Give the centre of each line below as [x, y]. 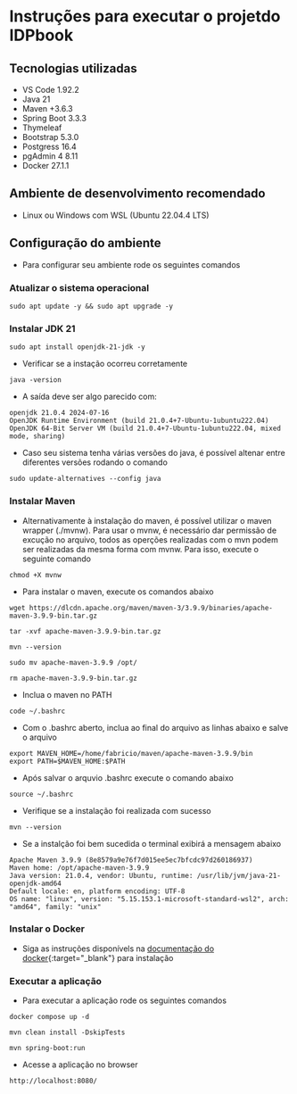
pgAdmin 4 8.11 [50, 156]
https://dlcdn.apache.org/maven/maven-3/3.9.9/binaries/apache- [151, 608]
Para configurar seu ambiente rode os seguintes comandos [131, 264]
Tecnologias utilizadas [73, 68]
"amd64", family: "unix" [55, 907]
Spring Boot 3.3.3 [54, 118]
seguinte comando [57, 559]
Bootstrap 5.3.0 [50, 137]
